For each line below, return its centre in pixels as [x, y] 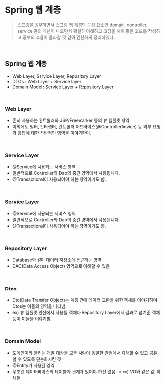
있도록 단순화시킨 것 [42, 359]
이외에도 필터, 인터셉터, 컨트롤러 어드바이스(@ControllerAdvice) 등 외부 [82, 127]
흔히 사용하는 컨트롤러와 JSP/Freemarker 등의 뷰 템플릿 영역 [71, 120]
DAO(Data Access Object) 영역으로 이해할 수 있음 [61, 266]
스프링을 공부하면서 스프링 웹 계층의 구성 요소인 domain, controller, [82, 25]
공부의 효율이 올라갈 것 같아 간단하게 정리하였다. [69, 37]
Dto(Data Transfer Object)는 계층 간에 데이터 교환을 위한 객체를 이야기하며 [84, 300]
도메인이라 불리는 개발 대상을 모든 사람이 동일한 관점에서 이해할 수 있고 [80, 353]
